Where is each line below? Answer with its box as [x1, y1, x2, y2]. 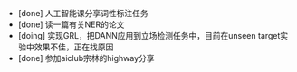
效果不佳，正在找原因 [34, 41, 114, 52]
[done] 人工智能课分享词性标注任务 [17, 8, 149, 18]
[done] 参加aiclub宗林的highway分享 [17, 53, 156, 63]
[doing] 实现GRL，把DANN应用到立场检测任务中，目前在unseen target [17, 31, 281, 40]
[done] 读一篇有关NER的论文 [17, 19, 125, 30]
